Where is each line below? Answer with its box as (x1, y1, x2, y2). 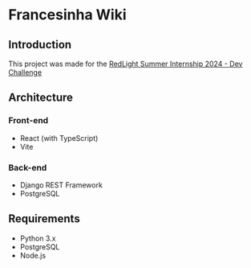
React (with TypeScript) (19, 133, 99, 142)
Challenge (8, 68, 43, 77)
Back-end (8, 162, 47, 173)
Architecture (8, 91, 74, 105)
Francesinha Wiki (8, 6, 127, 24)
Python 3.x (19, 233, 56, 243)
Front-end (8, 115, 49, 126)
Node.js (19, 250, 47, 260)
